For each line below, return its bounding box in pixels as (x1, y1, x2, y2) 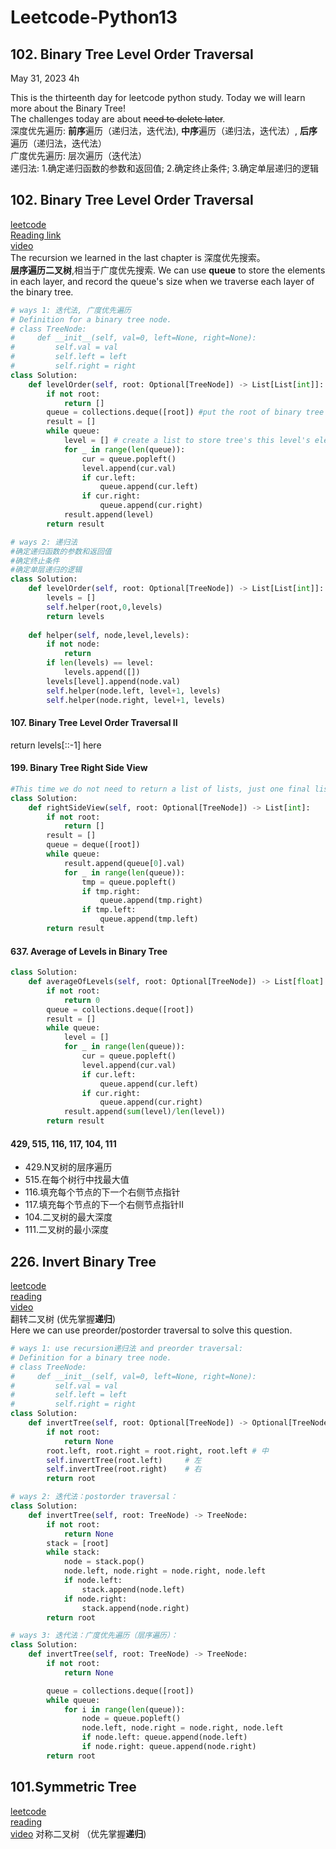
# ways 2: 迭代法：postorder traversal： (10, 1492, 178, 1502)
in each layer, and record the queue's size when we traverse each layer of (10, 275, 315, 287)
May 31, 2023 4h (10, 72, 80, 84)
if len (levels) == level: (46, 658, 155, 668)
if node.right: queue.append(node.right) (81, 1742, 257, 1752)
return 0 (63, 995, 101, 1005)
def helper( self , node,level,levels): (28, 630, 190, 640)
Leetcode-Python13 (10, 6, 178, 29)
